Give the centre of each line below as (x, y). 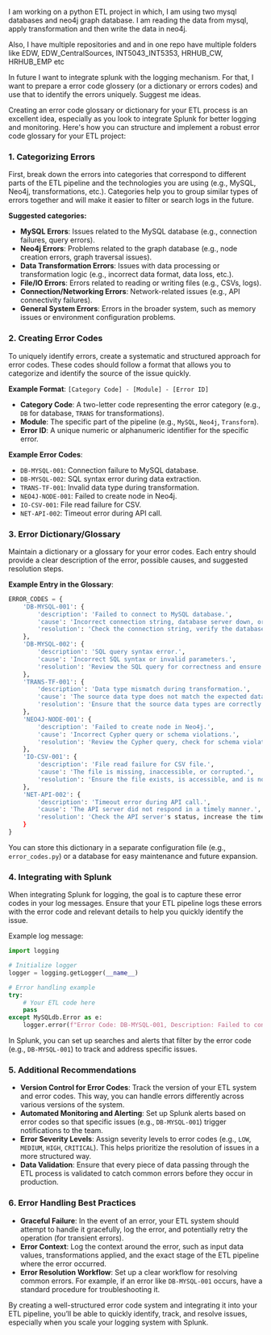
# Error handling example (52, 988)
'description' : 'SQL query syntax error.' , (111, 652)
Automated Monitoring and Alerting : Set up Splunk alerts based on (133, 1114)
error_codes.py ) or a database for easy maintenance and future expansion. (133, 856)
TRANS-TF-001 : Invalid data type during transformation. (109, 487)
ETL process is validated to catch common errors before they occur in (136, 1173)
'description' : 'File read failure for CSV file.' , (126, 764)
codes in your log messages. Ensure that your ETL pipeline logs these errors (135, 903)
